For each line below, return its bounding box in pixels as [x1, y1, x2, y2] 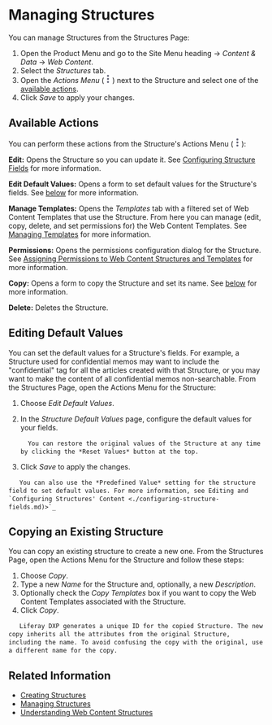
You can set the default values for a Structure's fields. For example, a [8, 347, 240, 357]
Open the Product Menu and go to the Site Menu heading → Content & [19, 48, 257, 58]
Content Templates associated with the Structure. [19, 596, 187, 607]
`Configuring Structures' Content [8, 495, 126, 503]
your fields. [19, 422, 58, 432]
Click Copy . [19, 605, 59, 615]
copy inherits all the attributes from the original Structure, [8, 631, 231, 639]
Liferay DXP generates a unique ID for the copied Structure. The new [19, 622, 264, 631]
